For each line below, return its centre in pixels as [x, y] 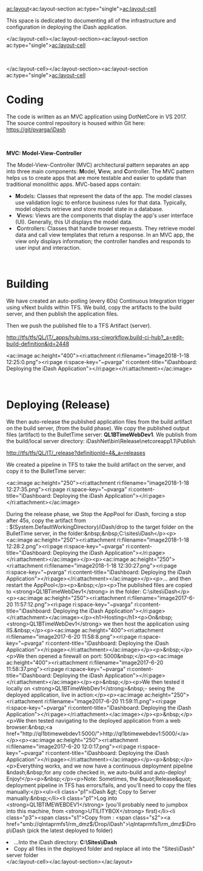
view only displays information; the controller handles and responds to [103, 241]
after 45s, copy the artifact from [46, 520]
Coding [25, 100]
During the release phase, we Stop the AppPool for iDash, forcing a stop [96, 514]
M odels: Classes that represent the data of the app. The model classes [104, 196]
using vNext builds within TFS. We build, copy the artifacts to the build [94, 307]
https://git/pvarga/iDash [36, 129]
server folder [22, 855]
